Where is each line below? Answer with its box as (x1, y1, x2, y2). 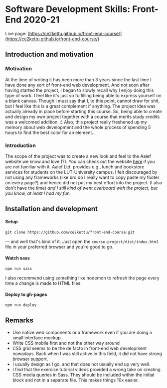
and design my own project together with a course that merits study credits (5, 114, 160, 120)
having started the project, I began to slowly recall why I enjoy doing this (5, 87, 154, 93)
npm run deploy (5, 302, 37, 307)
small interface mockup (12, 335, 61, 341)
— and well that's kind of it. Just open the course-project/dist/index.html (5, 238, 159, 245)
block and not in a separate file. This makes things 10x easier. (12, 377, 139, 383)
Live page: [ (5, 30, 30, 36)
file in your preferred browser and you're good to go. (5, 244, 114, 250)
